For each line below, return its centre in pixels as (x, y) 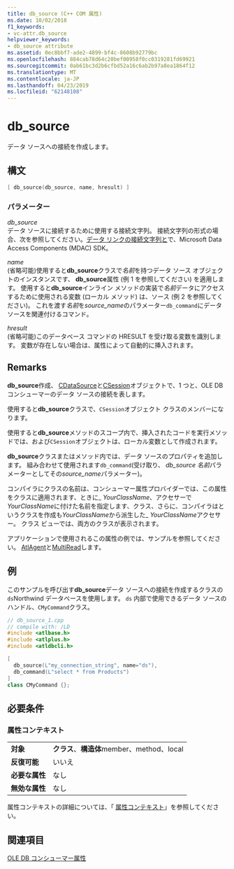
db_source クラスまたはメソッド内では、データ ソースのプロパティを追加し (115, 456)
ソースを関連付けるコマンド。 (50, 314)
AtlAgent (34, 547)
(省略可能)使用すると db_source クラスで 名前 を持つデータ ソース (99, 271)
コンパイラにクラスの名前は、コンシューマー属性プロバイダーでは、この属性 (117, 488)
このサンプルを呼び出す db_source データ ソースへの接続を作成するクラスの (115, 589)
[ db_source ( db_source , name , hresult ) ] (68, 187)
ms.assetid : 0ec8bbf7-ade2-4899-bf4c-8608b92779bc (82, 53)
